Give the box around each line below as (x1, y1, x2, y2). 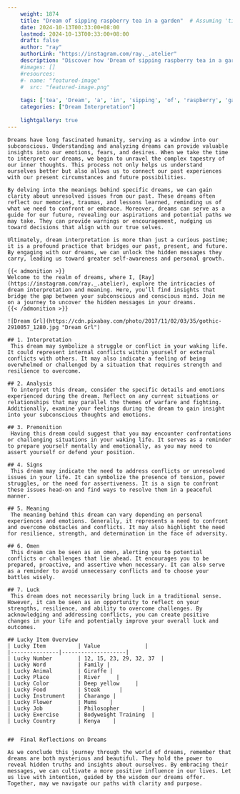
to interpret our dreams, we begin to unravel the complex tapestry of (7, 155, 225, 162)
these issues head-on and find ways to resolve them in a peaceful (7, 486, 213, 493)
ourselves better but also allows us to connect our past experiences (7, 167, 222, 175)
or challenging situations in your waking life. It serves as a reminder (7, 436, 232, 443)
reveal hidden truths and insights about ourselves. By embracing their (7, 761, 229, 768)
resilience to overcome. (7, 367, 81, 375)
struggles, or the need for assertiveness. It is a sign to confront (7, 480, 219, 487)
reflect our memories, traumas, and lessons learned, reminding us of (7, 198, 222, 206)
